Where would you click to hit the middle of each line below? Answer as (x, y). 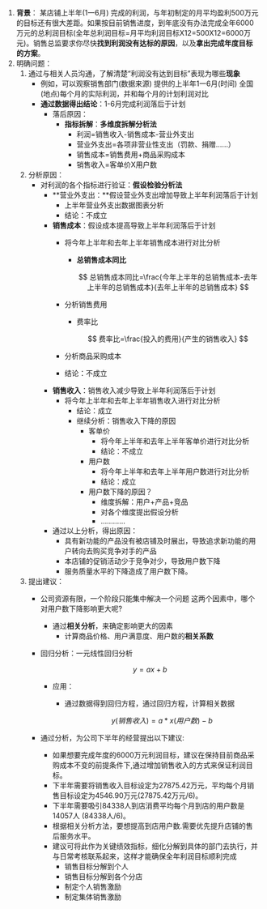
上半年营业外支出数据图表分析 (114, 205)
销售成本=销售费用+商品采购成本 (131, 154)
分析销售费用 (86, 304)
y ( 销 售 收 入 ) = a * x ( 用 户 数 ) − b (162, 721)
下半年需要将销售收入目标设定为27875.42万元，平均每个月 (150, 785)
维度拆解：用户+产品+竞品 (144, 502)
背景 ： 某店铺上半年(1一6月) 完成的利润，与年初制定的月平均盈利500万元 (137, 13)
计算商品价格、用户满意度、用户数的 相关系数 (139, 636)
